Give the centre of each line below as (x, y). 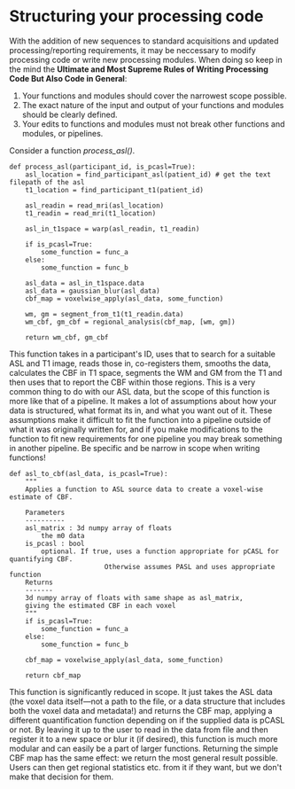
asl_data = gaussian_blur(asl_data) (93, 291)
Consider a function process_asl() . (72, 150)
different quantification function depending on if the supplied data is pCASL (147, 720)
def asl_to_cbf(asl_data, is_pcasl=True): (89, 473)
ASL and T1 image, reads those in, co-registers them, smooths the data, (140, 363)
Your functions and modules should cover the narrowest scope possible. (154, 96)
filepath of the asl (47, 182)
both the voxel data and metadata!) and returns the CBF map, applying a (141, 710)
